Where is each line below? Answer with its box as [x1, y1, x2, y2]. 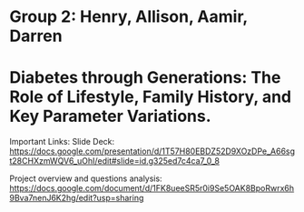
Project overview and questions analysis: [9, 173, 162, 184]
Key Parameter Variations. [9, 106, 211, 126]
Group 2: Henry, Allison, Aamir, [9, 6, 248, 27]
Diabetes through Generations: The [9, 67, 281, 88]
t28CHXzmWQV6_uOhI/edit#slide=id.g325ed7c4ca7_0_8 [9, 156, 221, 167]
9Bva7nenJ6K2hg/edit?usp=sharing [9, 193, 144, 204]
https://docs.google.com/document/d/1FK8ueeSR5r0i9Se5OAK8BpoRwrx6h [9, 183, 295, 194]
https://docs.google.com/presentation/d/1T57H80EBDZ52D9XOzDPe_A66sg [9, 146, 296, 156]
